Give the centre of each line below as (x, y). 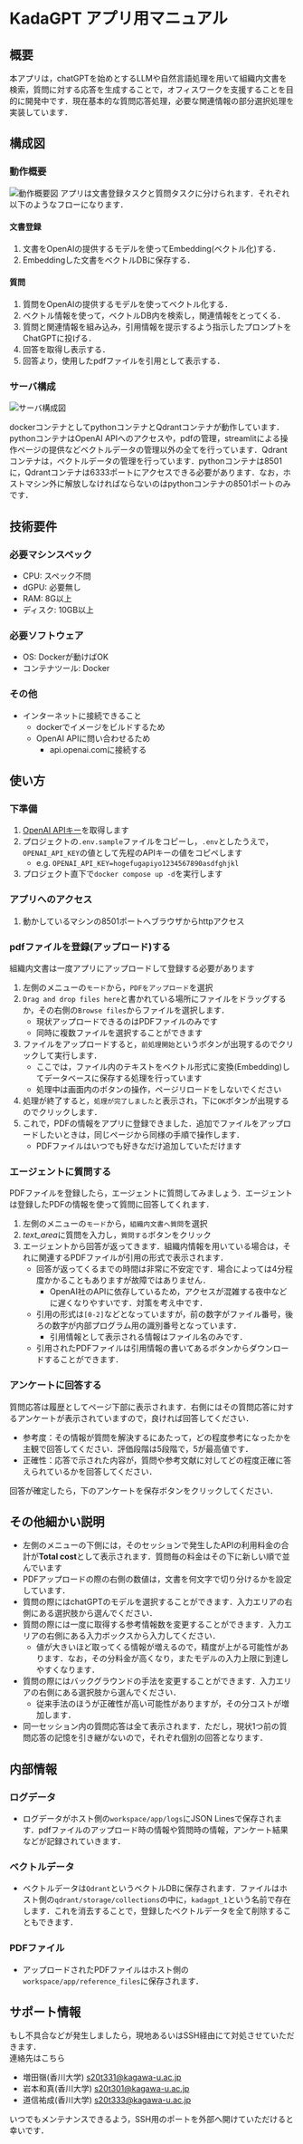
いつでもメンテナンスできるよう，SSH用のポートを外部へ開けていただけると (151, 2120)
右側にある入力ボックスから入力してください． (133, 1636)
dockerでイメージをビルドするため (100, 726)
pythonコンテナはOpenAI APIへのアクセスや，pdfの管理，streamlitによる (145, 438)
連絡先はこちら (37, 2058)
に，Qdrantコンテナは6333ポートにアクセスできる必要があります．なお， (146, 473)
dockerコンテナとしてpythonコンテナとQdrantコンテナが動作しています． (147, 428)
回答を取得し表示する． (66, 350)
